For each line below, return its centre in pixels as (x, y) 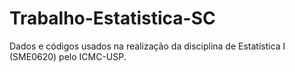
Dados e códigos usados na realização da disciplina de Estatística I (147, 46)
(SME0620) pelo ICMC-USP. (68, 56)
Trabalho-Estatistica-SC (112, 18)
